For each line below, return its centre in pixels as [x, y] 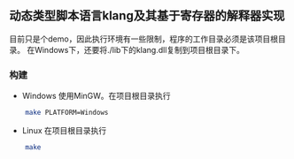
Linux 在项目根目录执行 [64, 130]
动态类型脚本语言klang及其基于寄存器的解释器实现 [147, 16]
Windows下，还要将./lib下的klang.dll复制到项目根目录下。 [139, 49]
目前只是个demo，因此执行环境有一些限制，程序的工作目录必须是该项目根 [144, 39]
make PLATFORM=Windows [67, 113]
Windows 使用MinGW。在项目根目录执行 [96, 96]
